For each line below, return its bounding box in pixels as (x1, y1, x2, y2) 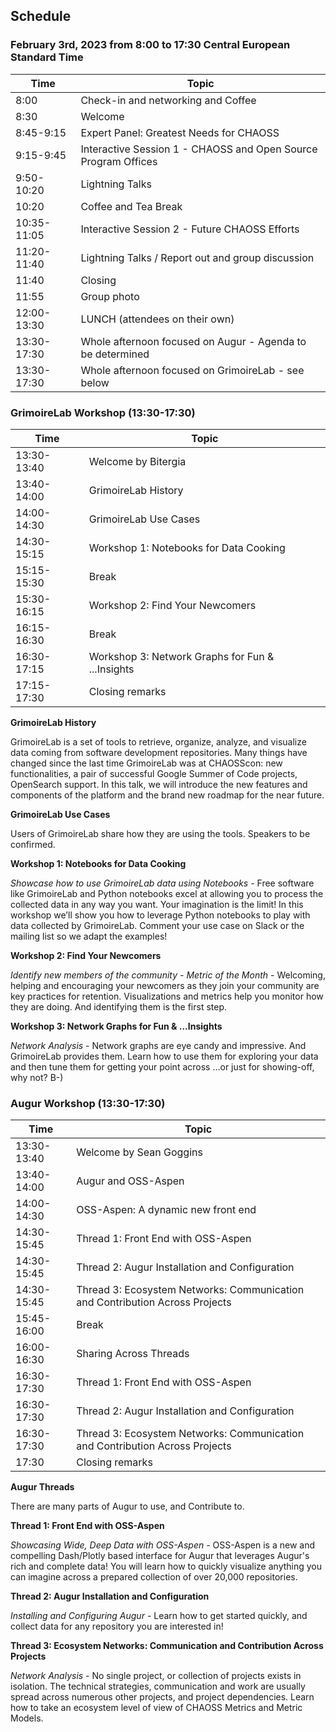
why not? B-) (10, 1071, 64, 1083)
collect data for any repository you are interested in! (10, 1620, 224, 1633)
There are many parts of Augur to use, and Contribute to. (10, 1500, 245, 1513)
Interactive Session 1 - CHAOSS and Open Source (80, 142, 318, 156)
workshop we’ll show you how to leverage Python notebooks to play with (10, 909, 311, 921)
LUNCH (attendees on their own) (80, 312, 235, 326)
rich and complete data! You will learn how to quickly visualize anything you (10, 1560, 323, 1573)
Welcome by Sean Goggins (76, 1145, 203, 1159)
